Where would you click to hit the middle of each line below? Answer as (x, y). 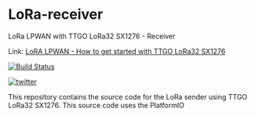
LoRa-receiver (56, 14)
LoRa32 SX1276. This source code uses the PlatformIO (96, 105)
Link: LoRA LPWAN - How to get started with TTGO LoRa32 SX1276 (117, 51)
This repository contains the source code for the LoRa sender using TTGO (128, 96)
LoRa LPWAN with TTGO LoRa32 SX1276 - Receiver (92, 36)
